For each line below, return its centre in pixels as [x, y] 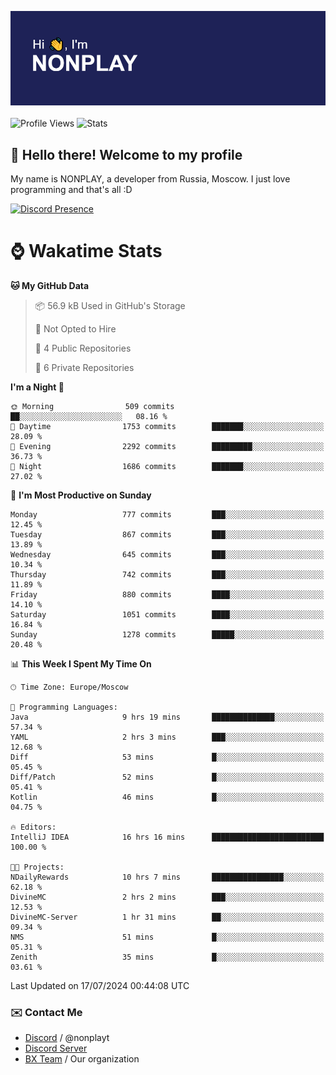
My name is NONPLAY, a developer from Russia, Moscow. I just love [150, 179]
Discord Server [56, 1048]
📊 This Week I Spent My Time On [81, 663]
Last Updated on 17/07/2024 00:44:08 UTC [100, 985]
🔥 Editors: [33, 827]
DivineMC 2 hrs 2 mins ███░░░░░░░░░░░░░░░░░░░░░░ [167, 897]
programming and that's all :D [71, 189]
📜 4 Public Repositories [83, 348]
